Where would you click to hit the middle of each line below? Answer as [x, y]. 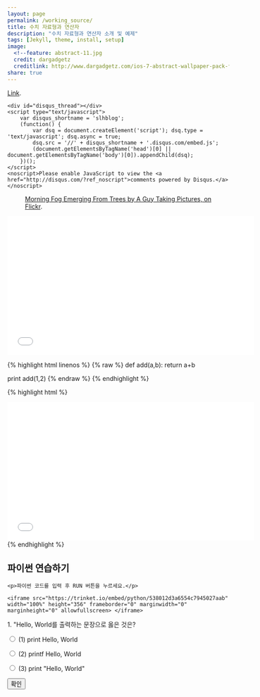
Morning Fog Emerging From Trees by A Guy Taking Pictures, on [118, 199]
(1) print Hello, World [48, 640]
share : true [25, 73]
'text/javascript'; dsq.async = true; [64, 137]
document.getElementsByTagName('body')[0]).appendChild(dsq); [100, 155]
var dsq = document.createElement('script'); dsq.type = [118, 130]
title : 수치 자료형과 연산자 [43, 27]
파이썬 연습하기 [38, 568]
